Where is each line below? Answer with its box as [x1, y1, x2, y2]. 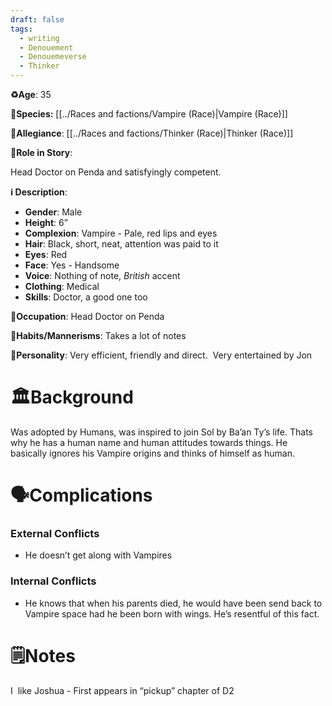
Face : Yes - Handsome [24, 259, 120, 271]
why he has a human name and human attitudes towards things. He [10, 436, 288, 448]
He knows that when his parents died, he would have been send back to [24, 597, 323, 609]
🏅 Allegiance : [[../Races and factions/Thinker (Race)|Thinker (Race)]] [10, 127, 294, 139]
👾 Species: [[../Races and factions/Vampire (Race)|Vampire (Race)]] [10, 108, 288, 120]
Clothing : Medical [24, 281, 100, 292]
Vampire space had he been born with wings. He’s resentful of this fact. [24, 607, 320, 620]
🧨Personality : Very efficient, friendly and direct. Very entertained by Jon [10, 349, 313, 361]
